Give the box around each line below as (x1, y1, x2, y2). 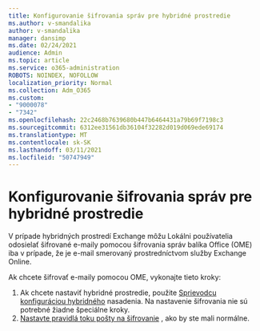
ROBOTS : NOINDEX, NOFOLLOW (8, 71, 98, 79)
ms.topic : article (8, 57, 70, 65)
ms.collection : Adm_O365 (8, 86, 91, 95)
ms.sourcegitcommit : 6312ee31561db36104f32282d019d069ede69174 (8, 123, 224, 131)
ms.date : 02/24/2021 (8, 42, 78, 50)
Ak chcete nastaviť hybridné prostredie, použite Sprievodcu (19, 288, 217, 297)
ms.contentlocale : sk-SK (8, 138, 91, 147)
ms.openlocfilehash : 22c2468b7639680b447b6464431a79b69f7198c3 (8, 116, 224, 124)
